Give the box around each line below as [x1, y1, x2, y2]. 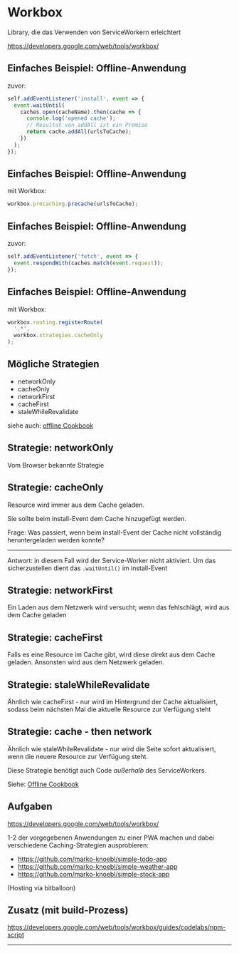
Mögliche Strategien [7, 358, 100, 371]
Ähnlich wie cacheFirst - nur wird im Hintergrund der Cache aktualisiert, [7, 697, 218, 706]
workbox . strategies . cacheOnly [14, 332, 103, 339]
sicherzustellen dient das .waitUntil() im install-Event [7, 564, 168, 572]
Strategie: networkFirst [7, 584, 113, 596]
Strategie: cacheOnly [7, 482, 104, 494]
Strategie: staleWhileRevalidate [7, 679, 151, 691]
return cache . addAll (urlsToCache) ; [26, 128, 132, 135]
